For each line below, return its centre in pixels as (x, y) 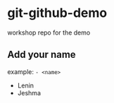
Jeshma (29, 92)
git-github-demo (57, 13)
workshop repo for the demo (49, 32)
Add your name (42, 55)
